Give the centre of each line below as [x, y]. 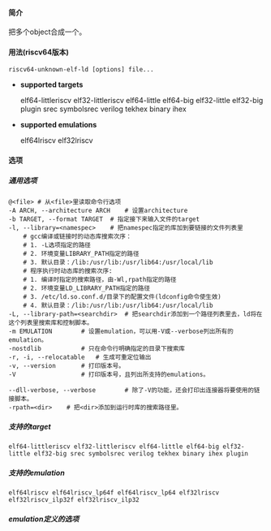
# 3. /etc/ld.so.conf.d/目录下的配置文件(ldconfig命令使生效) [122, 296]
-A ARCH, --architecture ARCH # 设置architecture [98, 210]
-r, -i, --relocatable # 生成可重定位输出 [80, 357]
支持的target [30, 426]
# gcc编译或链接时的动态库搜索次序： [77, 236]
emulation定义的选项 [44, 519]
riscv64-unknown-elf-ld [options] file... [81, 70]
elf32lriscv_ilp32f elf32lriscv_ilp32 [74, 499]
